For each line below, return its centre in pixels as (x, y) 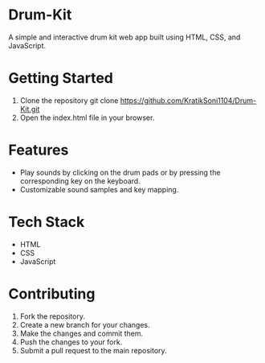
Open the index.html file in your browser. (87, 118)
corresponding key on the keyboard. (80, 181)
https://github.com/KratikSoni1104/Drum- (188, 100)
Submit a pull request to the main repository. (93, 350)
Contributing (52, 293)
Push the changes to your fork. (71, 342)
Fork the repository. (53, 316)
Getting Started (61, 78)
